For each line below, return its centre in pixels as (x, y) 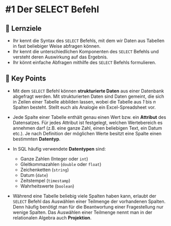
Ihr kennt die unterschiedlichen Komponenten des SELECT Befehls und (86, 52)
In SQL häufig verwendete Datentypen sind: (59, 149)
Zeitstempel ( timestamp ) (45, 180)
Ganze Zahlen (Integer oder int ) (54, 159)
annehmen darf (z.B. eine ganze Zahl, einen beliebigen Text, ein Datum (87, 128)
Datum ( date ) (34, 175)
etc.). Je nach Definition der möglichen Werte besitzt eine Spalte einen (87, 133)
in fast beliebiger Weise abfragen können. (57, 46)
